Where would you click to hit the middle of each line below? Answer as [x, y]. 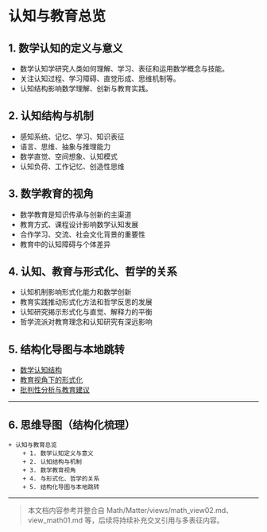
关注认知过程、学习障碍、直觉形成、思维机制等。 [100, 79]
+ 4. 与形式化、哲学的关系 [61, 479]
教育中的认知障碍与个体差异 [65, 244]
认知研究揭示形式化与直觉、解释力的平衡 [86, 312]
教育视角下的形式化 [51, 380]
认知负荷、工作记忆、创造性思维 [72, 166]
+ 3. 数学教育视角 [49, 470]
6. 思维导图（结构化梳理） [72, 424]
